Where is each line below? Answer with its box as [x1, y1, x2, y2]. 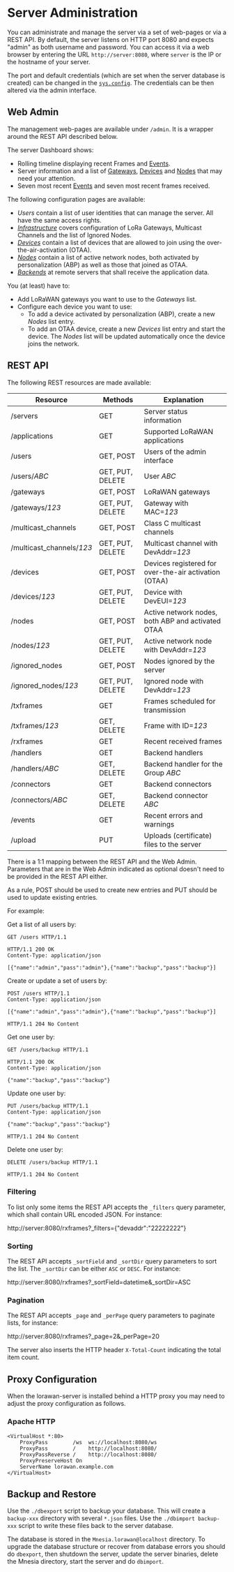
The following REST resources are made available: [7, 378, 152, 387]
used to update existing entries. [7, 893, 98, 901]
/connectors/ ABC [10, 794, 68, 804]
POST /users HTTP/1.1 [7, 990, 70, 997]
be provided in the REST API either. [7, 872, 108, 880]
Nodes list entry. [27, 317, 75, 325]
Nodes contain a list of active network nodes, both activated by [17, 253, 200, 261]
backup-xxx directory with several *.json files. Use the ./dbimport [7, 1514, 195, 1522]
